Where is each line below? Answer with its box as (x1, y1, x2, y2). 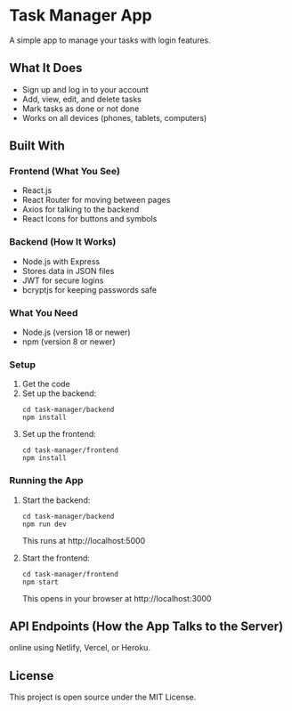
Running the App (9, 474, 84, 487)
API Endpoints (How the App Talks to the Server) (9, 619, 284, 634)
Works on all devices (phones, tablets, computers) (21, 112, 207, 123)
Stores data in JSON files (21, 265, 115, 276)
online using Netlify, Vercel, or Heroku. (9, 642, 151, 653)
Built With (9, 139, 65, 154)
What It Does (9, 61, 83, 76)
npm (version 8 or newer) (21, 336, 116, 347)
